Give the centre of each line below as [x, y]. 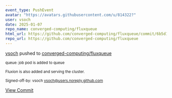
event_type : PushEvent [29, 10]
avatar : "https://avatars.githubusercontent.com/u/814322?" [71, 15]
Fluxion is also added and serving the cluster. [45, 72]
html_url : [16, 34]
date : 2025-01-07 [24, 24]
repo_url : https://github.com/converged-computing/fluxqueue [72, 39]
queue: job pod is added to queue [35, 63]
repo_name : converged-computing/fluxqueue [51, 29]
